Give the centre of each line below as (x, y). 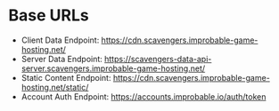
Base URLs (49, 16)
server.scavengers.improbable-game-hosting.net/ (113, 68)
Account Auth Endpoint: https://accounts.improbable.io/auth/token (144, 96)
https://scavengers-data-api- (158, 59)
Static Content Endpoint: (66, 77)
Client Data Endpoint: (60, 40)
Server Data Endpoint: (62, 59)
